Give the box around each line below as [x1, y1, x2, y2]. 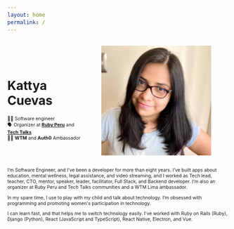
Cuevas [7, 92, 53, 108]
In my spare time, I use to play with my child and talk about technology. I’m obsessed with [7, 194, 202, 201]
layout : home [7, 11, 46, 18]
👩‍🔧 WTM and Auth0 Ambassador [7, 135, 81, 142]
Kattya [7, 77, 48, 93]
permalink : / [7, 18, 46, 26]
